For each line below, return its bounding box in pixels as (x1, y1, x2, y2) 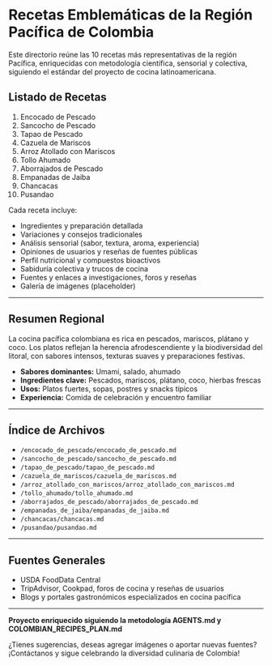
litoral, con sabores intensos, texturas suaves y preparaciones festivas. (8, 351, 245, 361)
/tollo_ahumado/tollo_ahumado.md (19, 489, 134, 497)
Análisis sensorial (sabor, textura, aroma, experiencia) (19, 237, 200, 248)
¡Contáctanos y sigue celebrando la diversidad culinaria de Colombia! (8, 648, 240, 658)
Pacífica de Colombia (8, 23, 155, 41)
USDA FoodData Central (19, 575, 101, 585)
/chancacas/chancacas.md (19, 515, 104, 523)
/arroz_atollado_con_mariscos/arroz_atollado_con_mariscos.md (19, 480, 235, 489)
